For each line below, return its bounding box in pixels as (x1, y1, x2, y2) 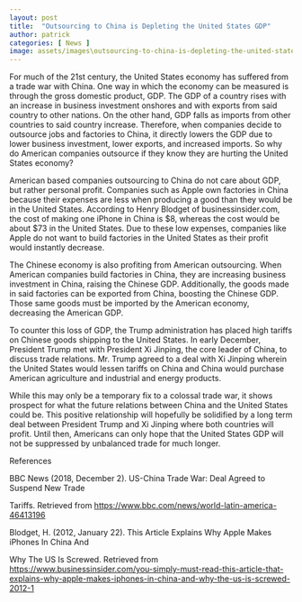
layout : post (9, 13, 58, 23)
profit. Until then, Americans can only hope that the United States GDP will (9, 429, 285, 440)
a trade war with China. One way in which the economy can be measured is (9, 81, 289, 92)
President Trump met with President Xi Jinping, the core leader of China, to (9, 344, 288, 355)
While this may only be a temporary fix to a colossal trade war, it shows (9, 390, 273, 401)
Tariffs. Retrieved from (9, 500, 93, 511)
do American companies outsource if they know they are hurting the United (9, 148, 289, 159)
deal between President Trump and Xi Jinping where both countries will (9, 419, 274, 430)
